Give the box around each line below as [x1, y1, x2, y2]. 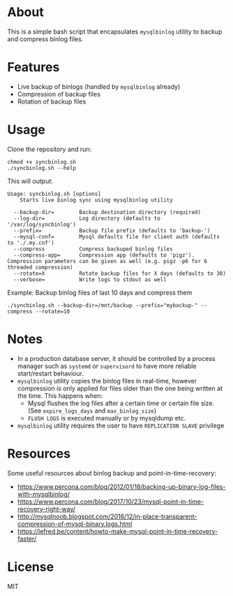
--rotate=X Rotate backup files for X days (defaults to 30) [13, 270, 227, 277]
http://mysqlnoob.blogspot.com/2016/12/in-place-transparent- [17, 512, 197, 520]
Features [7, 59, 60, 76]
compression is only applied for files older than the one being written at [17, 384, 223, 392]
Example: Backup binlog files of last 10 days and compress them [7, 288, 193, 297]
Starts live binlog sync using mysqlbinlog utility [20, 197, 173, 204]
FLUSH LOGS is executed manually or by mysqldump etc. [27, 413, 186, 422]
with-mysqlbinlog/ [17, 490, 70, 498]
